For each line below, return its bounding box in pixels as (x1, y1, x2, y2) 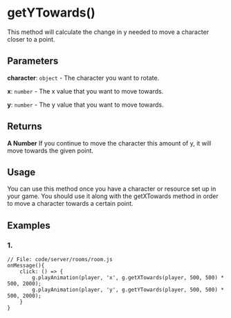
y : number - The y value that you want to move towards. (7, 100, 164, 109)
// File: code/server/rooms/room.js (7, 256, 113, 263)
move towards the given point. (7, 146, 94, 154)
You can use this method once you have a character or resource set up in (7, 185, 216, 193)
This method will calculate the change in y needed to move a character (7, 28, 210, 36)
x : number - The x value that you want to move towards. (7, 87, 164, 95)
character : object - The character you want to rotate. (7, 73, 160, 82)
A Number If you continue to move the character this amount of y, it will (7, 139, 212, 147)
